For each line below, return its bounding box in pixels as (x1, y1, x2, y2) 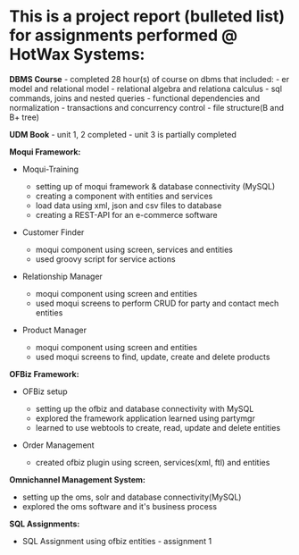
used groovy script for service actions (35, 253, 176, 265)
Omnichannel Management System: (9, 474, 145, 484)
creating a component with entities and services (35, 190, 213, 201)
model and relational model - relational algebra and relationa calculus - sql (9, 83, 283, 94)
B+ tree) (9, 112, 40, 122)
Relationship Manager (21, 271, 103, 282)
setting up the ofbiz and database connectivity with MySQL (35, 403, 254, 414)
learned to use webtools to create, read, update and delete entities (35, 422, 281, 433)
